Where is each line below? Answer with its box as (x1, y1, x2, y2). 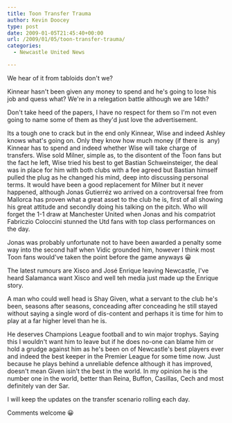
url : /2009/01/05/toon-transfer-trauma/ (7, 36, 126, 43)
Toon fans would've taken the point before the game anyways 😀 (7, 252, 192, 261)
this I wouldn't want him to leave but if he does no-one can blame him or (7, 337, 214, 345)
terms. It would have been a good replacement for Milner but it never (7, 180, 204, 189)
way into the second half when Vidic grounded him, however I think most (7, 245, 215, 254)
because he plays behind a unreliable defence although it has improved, (7, 359, 213, 368)
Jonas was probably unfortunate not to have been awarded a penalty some (7, 238, 222, 246)
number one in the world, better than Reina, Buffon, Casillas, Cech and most (7, 374, 224, 382)
